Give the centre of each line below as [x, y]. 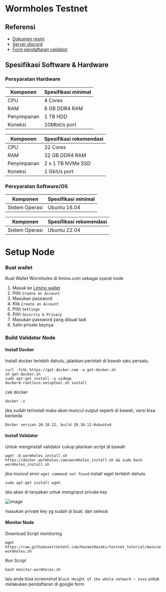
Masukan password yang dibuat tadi [49, 320]
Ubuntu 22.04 [64, 230]
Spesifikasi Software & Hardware [57, 65]
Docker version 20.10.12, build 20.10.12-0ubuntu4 [58, 425]
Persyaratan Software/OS [37, 186]
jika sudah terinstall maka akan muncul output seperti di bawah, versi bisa [80, 410]
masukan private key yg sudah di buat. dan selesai [57, 511]
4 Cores [53, 100]
